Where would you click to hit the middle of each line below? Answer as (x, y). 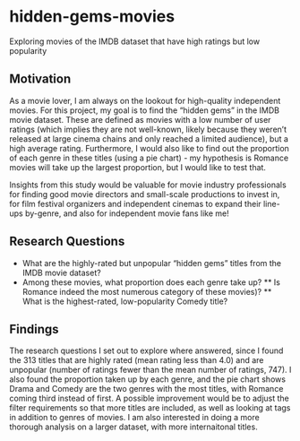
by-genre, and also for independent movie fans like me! (128, 213)
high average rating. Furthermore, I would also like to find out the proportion (149, 148)
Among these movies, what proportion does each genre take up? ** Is (151, 282)
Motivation (40, 79)
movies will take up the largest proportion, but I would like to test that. (138, 167)
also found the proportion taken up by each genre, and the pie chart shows (148, 379)
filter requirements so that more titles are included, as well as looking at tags (150, 408)
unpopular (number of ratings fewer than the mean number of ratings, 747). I (150, 370)
